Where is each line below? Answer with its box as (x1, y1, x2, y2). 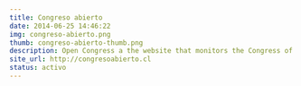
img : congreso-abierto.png (9, 30, 111, 39)
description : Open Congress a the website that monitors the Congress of (9, 47, 294, 56)
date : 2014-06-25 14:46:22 (9, 21, 111, 30)
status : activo (9, 64, 67, 73)
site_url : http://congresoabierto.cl (9, 55, 152, 64)
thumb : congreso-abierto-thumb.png (9, 38, 144, 47)
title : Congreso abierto (9, 13, 103, 22)
